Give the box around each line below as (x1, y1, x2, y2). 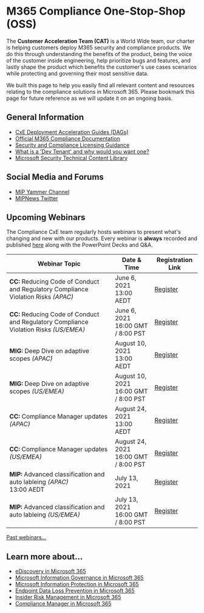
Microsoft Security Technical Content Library (15, 154, 128, 161)
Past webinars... (6, 534, 47, 541)
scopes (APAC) (9, 355, 53, 363)
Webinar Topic (37, 260, 81, 268)
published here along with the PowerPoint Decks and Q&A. (6, 241, 153, 249)
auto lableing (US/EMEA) (9, 511, 80, 519)
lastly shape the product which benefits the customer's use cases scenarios (6, 63, 197, 71)
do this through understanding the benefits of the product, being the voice (6, 50, 192, 57)
